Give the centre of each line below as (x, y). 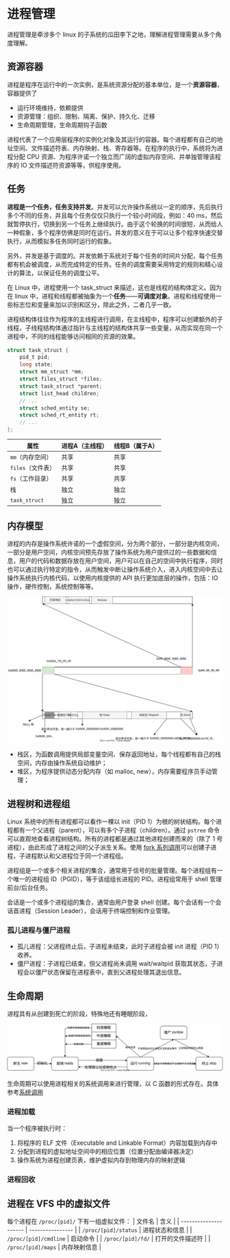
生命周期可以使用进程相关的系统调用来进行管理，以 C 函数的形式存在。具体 (113, 1084)
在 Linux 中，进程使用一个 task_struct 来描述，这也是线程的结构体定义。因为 (115, 287)
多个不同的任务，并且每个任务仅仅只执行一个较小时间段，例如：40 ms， (109, 215)
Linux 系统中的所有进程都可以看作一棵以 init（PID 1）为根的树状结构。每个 (112, 822)
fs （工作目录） (31, 478)
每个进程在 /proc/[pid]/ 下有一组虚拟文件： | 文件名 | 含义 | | (93, 1222)
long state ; (36, 364)
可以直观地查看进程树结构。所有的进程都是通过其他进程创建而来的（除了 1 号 (115, 839)
